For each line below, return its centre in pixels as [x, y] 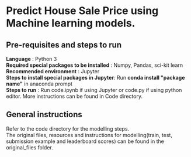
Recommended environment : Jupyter [53, 71]
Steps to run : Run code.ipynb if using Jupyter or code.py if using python [94, 90]
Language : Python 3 [32, 59]
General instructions [44, 115]
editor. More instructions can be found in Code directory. [74, 96]
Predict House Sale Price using [82, 11]
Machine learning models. [71, 23]
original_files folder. [30, 147]
